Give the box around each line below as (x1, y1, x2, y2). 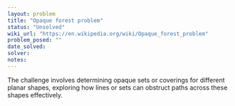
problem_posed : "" (7, 37, 62, 44)
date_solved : (7, 43, 46, 50)
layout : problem (7, 10, 56, 18)
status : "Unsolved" (7, 23, 66, 30)
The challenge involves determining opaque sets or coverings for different (7, 76, 226, 84)
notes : (7, 57, 27, 64)
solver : (7, 50, 31, 57)
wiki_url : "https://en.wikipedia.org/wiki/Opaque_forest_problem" (7, 30, 209, 37)
